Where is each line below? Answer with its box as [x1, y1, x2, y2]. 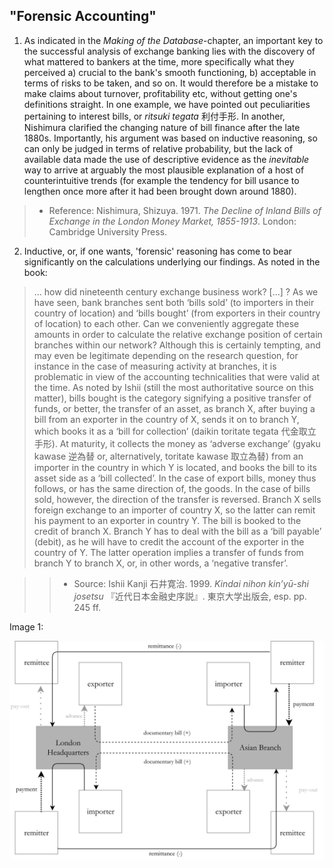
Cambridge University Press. [48, 225, 168, 238]
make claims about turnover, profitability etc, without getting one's [23, 87, 298, 99]
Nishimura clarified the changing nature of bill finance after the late [23, 121, 301, 133]
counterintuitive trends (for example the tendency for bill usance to [23, 174, 300, 186]
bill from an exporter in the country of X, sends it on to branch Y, [33, 413, 300, 425]
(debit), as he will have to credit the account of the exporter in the [33, 535, 305, 548]
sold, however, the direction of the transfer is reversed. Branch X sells [33, 493, 322, 505]
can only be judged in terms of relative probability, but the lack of [23, 142, 294, 154]
